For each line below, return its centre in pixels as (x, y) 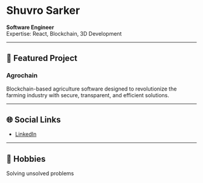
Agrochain (22, 75)
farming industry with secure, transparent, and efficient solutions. (88, 95)
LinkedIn (26, 134)
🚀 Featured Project (42, 58)
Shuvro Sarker (43, 11)
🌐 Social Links (34, 120)
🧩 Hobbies (26, 159)
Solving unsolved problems (40, 173)
